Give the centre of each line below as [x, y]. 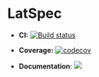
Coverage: [36, 50]
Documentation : [45, 66]
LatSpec [35, 14]
